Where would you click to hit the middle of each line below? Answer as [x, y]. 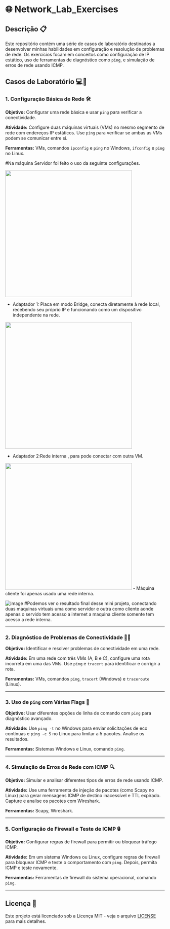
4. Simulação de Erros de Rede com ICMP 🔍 [60, 767]
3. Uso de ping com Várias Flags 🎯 [47, 702]
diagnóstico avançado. [29, 719]
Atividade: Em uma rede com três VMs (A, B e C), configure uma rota [78, 658]
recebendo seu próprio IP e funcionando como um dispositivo [77, 309]
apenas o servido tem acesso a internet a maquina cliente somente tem [80, 614]
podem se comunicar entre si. [36, 138]
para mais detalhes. [26, 921]
